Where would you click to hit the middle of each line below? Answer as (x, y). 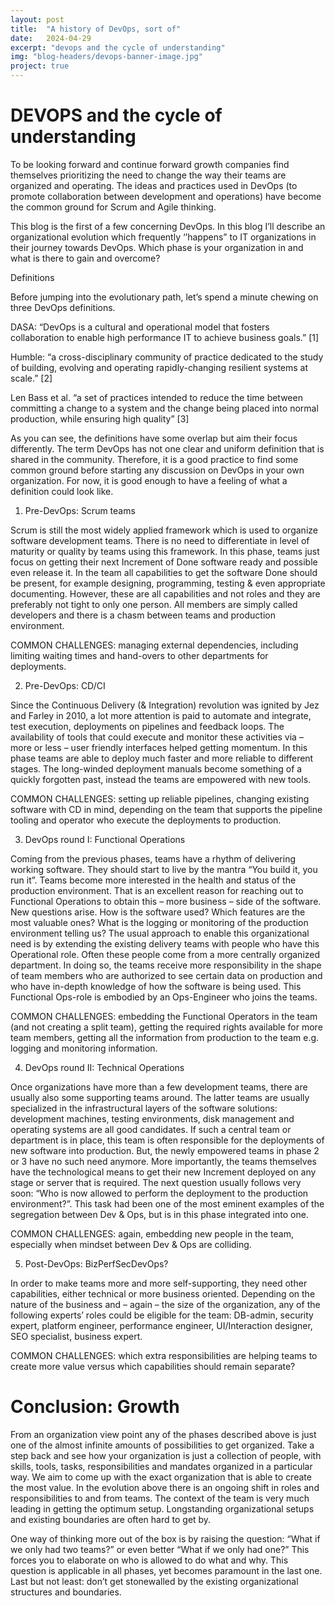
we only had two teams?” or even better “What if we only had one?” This (160, 1549)
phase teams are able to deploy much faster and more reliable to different (162, 758)
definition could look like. (62, 491)
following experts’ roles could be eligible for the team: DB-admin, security (162, 1315)
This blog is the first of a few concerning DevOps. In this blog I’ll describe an (168, 226)
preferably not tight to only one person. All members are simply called (154, 604)
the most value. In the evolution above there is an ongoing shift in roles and (165, 1487)
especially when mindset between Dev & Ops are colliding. (131, 1244)
